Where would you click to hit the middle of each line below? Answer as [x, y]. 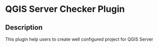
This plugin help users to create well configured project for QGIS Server [79, 39]
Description [24, 27]
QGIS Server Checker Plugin [65, 9]
